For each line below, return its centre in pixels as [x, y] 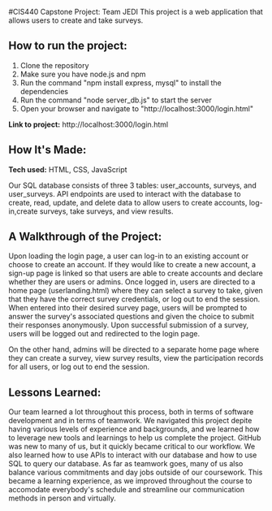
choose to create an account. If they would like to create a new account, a [132, 265]
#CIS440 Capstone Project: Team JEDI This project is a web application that [136, 12]
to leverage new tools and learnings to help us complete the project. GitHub [135, 438]
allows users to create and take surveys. [76, 20]
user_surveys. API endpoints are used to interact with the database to [125, 193]
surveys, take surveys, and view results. [106, 211]
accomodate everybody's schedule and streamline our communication [127, 490]
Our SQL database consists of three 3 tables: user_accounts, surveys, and [133, 185]
